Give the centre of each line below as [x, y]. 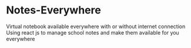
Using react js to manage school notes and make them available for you [93, 32]
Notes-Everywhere [53, 10]
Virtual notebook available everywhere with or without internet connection [96, 26]
